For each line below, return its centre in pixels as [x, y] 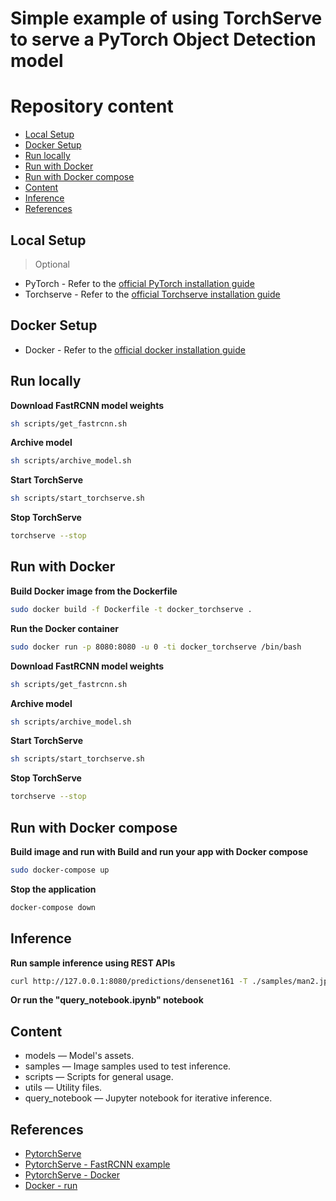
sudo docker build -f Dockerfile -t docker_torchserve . [131, 609]
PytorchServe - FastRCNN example [97, 1164]
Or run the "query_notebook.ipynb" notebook [107, 1000]
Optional [52, 264]
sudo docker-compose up [60, 870]
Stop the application [53, 889]
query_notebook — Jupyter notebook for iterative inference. [148, 1098]
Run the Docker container [64, 628]
